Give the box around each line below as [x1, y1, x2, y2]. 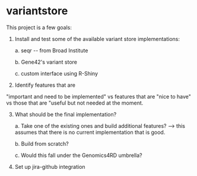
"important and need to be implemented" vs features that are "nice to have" [6, 93, 192, 100]
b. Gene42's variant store [14, 58, 78, 65]
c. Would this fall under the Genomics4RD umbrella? [14, 152, 142, 159]
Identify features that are [14, 81, 76, 89]
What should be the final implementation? [14, 111, 117, 118]
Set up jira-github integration [14, 163, 85, 170]
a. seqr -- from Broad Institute [14, 46, 88, 54]
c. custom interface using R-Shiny [14, 70, 99, 77]
